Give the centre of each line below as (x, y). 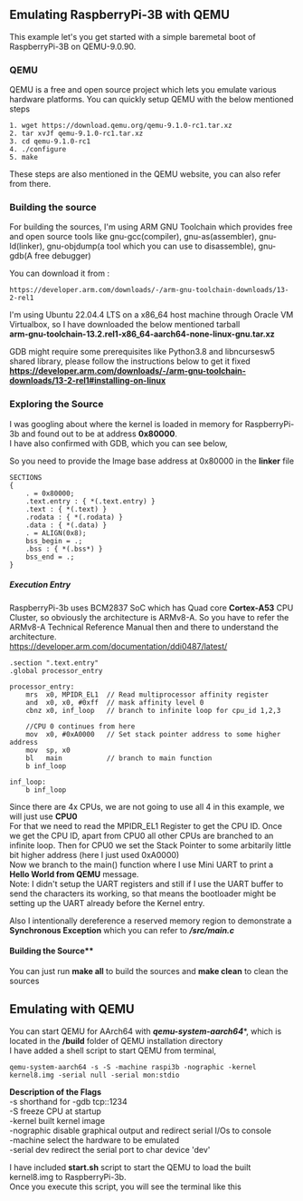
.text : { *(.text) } (66, 509)
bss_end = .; (50, 557)
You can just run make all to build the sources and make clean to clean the (149, 971)
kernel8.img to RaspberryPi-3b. (68, 1177)
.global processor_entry (56, 670)
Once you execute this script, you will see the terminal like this (125, 1186)
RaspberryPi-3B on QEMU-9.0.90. (73, 46)
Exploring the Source (57, 405)
